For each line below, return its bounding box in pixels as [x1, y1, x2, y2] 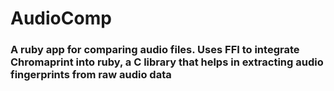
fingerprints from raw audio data [10, 68, 172, 82]
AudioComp [10, 7, 112, 30]
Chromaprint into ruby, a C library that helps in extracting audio [10, 55, 324, 69]
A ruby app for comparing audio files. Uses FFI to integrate [10, 43, 300, 57]
